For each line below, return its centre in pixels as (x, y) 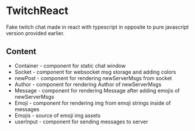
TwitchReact (37, 11)
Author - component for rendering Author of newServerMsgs (88, 84)
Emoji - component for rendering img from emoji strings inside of (93, 103)
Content (21, 52)
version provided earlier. (35, 33)
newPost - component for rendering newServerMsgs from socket (93, 78)
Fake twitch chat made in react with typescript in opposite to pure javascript (97, 27)
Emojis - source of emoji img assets (58, 115)
